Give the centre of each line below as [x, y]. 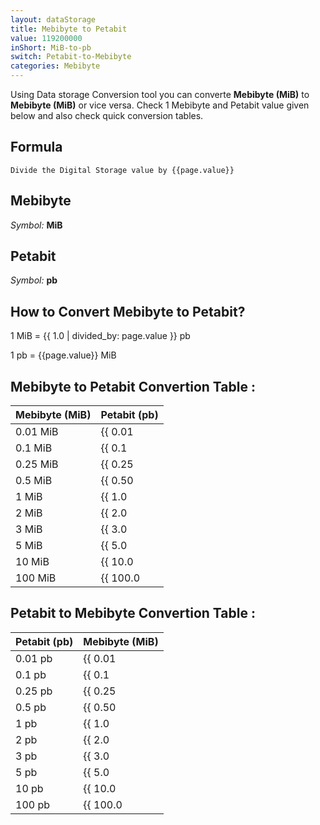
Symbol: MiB [36, 225]
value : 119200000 [46, 38]
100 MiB [36, 578]
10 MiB [32, 562]
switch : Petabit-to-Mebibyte [71, 57]
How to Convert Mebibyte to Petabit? [128, 311]
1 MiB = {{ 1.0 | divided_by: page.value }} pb [100, 336]
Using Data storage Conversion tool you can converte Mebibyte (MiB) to [160, 94]
